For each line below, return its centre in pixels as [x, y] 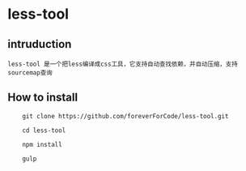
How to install [43, 98]
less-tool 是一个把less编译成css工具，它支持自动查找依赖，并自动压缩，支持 [123, 64]
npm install [42, 144]
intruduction [40, 44]
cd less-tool [44, 130]
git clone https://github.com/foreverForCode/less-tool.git [125, 116]
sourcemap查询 [30, 73]
